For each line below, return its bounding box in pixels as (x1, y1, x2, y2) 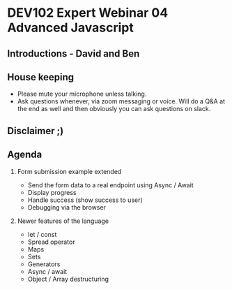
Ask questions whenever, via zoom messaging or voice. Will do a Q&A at (17, 97, 225, 106)
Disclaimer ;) (7, 124, 64, 137)
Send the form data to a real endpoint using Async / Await (27, 180, 194, 189)
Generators (27, 260, 61, 268)
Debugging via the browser (27, 203, 107, 211)
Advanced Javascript (7, 20, 134, 36)
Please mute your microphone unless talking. (17, 89, 147, 99)
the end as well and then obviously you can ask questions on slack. (17, 105, 211, 113)
